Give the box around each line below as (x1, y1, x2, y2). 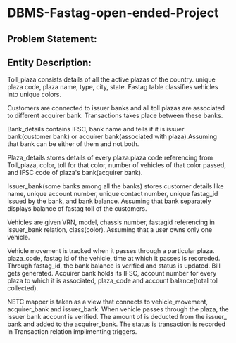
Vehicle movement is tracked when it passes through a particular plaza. (7, 247, 215, 255)
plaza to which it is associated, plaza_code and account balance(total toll (7, 276, 220, 285)
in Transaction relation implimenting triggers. (7, 328, 137, 336)
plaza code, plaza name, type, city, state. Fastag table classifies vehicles (7, 83, 218, 91)
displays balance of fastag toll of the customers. (7, 205, 147, 213)
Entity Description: (7, 56, 92, 68)
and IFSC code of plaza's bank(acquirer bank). (7, 169, 143, 177)
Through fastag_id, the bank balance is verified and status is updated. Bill (7, 261, 221, 270)
